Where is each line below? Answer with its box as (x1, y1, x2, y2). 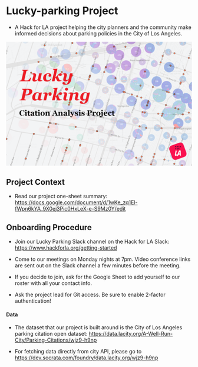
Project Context (6, 177, 65, 187)
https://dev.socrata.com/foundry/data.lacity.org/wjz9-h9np (14, 354, 159, 361)
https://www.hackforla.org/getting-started (14, 244, 117, 251)
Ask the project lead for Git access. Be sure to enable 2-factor (14, 291, 166, 299)
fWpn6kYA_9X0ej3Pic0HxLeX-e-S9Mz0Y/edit (14, 205, 126, 212)
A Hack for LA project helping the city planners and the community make (14, 24, 192, 31)
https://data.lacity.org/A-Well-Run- (88, 330, 173, 337)
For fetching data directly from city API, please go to (14, 348, 142, 355)
